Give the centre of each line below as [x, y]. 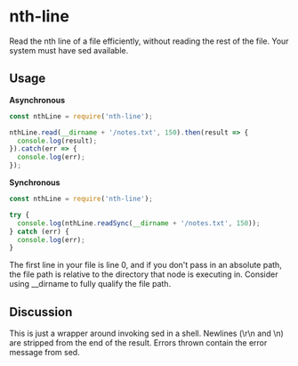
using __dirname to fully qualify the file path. [90, 284]
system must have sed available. [69, 50]
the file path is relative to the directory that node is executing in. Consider [144, 274]
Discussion [41, 312]
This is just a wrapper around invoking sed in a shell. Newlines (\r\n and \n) [147, 333]
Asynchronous [37, 100]
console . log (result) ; [57, 141]
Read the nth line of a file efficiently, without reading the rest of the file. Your [149, 41]
